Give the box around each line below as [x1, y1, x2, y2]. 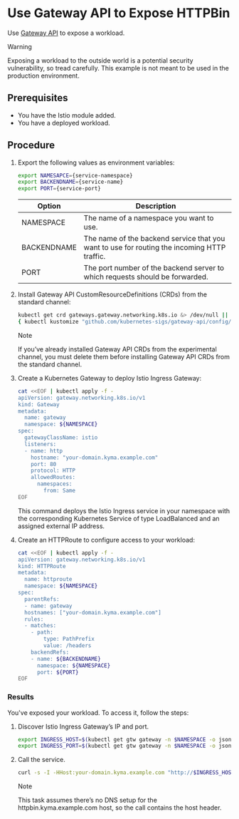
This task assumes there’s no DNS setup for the [17, 796, 158, 805]
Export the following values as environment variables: [17, 158, 175, 167]
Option [37, 201, 61, 211]
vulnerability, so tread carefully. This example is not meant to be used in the [7, 63, 229, 72]
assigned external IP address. [17, 522, 105, 530]
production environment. [7, 71, 80, 80]
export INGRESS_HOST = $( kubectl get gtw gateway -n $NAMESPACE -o [17, 736, 216, 743]
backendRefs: [31, 649, 70, 656]
